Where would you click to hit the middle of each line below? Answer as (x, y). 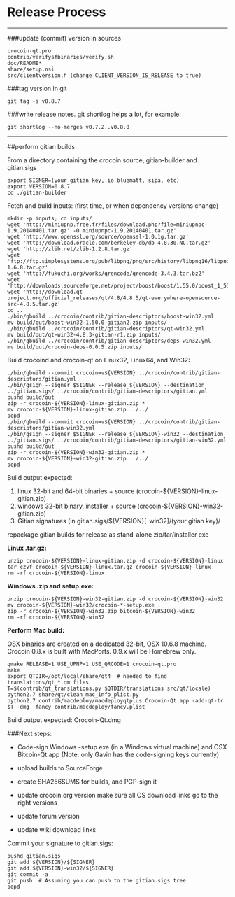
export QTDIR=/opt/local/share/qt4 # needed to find (87, 676)
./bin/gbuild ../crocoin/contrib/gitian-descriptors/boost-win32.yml (111, 316)
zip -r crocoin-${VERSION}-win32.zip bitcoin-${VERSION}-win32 (101, 611)
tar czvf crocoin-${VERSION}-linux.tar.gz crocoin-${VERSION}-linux (109, 567)
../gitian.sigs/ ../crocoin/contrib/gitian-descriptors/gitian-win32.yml (117, 440)
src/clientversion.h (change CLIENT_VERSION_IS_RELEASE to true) (104, 75)
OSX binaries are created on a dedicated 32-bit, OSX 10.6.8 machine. (107, 644)
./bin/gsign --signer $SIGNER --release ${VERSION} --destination (106, 385)
